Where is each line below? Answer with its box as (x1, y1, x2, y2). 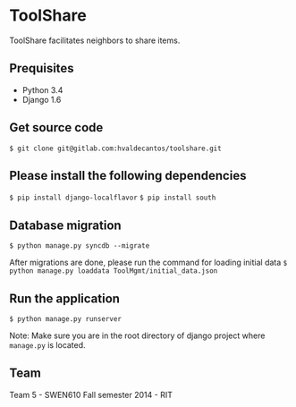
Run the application (9, 291, 121, 306)
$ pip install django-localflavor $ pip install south (9, 193, 216, 202)
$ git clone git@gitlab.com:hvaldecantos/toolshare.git (9, 144, 222, 153)
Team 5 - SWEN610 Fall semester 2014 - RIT (9, 389, 173, 400)
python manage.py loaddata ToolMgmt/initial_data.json (9, 267, 218, 276)
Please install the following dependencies (9, 167, 247, 183)
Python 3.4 (21, 84, 63, 95)
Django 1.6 (21, 94, 62, 105)
